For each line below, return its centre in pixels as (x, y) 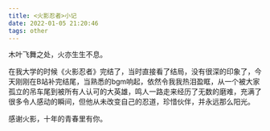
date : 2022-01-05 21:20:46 (53, 23)
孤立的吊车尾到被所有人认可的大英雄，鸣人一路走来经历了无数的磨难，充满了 (135, 92)
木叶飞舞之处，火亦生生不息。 (57, 55)
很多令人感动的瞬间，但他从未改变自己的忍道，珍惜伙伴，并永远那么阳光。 (131, 102)
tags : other (28, 31)
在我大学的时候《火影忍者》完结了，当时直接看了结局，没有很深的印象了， (131, 72)
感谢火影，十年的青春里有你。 (57, 119)
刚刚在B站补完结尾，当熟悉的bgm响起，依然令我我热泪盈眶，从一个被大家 (137, 82)
